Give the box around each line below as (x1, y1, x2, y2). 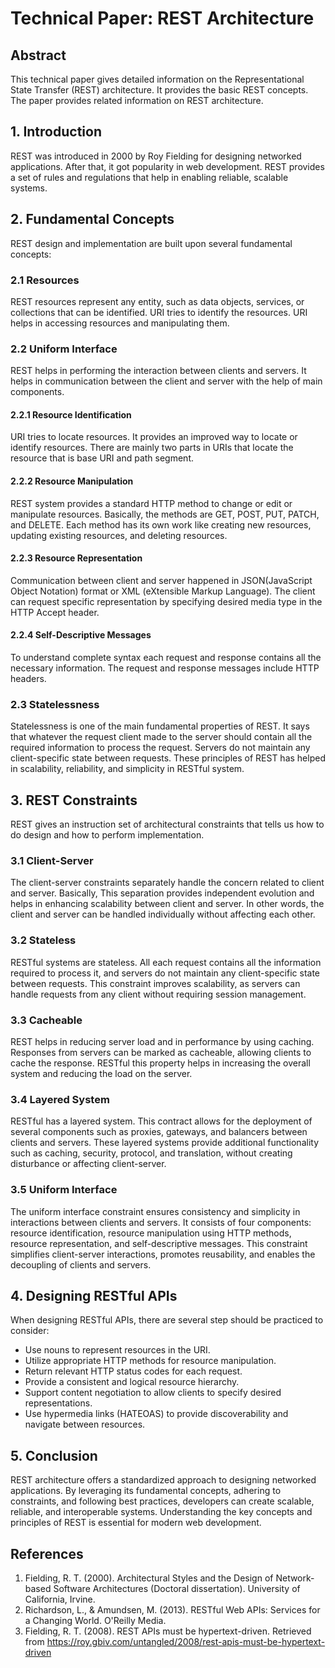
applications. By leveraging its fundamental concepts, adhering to (10, 1485, 282, 1497)
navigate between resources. (24, 1418, 146, 1431)
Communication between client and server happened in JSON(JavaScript (10, 574, 313, 586)
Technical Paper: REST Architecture (10, 7, 315, 30)
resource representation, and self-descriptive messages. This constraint (10, 1237, 308, 1249)
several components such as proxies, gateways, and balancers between (10, 1126, 308, 1138)
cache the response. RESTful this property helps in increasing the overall (10, 1057, 311, 1069)
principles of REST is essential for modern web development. (10, 1517, 262, 1529)
